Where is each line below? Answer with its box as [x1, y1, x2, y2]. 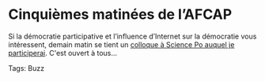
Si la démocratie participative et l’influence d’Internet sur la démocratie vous [8, 31, 257, 41]
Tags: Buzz [8, 63, 45, 72]
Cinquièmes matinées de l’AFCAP [8, 6, 233, 24]
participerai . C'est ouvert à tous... [8, 48, 117, 57]
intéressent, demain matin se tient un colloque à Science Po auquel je [8, 39, 235, 49]
